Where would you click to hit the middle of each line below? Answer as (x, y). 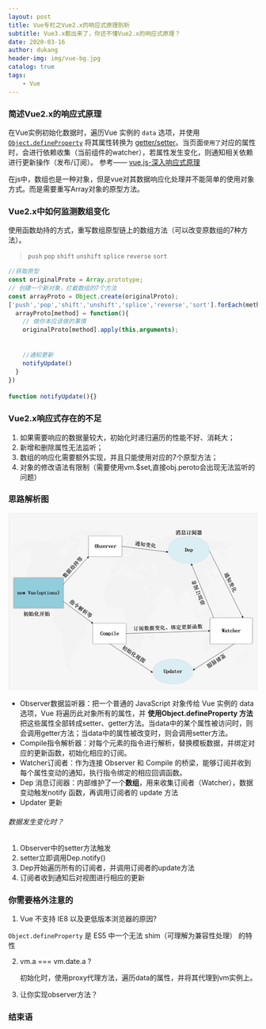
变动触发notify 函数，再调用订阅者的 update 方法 (99, 792)
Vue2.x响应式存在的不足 (55, 418)
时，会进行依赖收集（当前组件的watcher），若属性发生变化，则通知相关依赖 (131, 152)
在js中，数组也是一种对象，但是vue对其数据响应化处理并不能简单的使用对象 (131, 179)
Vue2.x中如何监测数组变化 (59, 212)
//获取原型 (24, 272)
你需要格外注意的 (41, 900)
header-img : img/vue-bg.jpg (55, 59)
